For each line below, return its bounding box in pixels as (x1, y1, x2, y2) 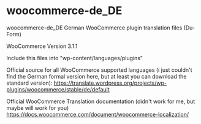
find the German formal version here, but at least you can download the (6, 72, 187, 80)
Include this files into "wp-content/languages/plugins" (6, 54, 143, 61)
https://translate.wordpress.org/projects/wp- (53, 79, 167, 87)
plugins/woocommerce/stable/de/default (6, 85, 110, 93)
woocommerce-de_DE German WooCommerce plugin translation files (6, 24, 183, 31)
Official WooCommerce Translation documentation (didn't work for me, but (6, 98, 195, 105)
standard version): (6, 79, 53, 87)
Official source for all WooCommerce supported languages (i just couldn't (6, 66, 192, 74)
